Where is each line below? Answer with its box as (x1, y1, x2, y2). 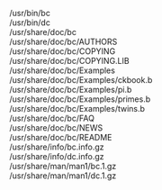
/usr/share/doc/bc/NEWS (9, 122, 103, 133)
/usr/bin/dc (9, 17, 51, 28)
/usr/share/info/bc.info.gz (9, 141, 104, 152)
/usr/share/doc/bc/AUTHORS (9, 36, 118, 47)
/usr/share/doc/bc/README (9, 132, 112, 142)
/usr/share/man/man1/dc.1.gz (9, 170, 117, 181)
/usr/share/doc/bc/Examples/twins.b (9, 104, 146, 113)
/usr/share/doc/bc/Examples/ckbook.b (9, 75, 153, 85)
